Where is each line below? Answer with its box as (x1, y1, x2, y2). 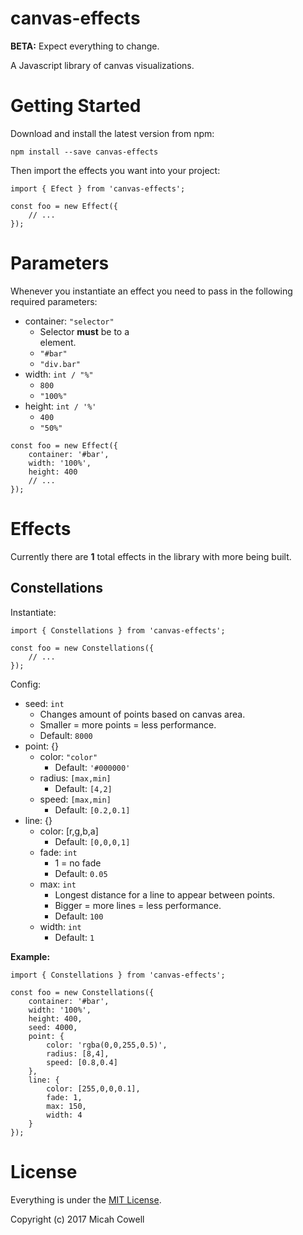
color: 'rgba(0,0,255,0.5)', (46, 1040, 168, 1050)
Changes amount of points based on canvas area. (39, 708, 246, 720)
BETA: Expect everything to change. (10, 40, 160, 52)
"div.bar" (39, 359, 82, 369)
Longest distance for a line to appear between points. (54, 888, 276, 901)
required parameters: (10, 295, 98, 307)
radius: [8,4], (46, 1048, 110, 1059)
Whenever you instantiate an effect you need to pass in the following (10, 285, 293, 297)
